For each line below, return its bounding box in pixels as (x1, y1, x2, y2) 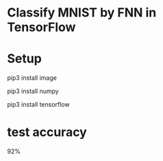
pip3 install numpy (7, 87, 60, 96)
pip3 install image (7, 74, 57, 82)
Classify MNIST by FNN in (7, 5, 157, 21)
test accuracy (7, 125, 87, 140)
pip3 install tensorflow (7, 100, 70, 109)
